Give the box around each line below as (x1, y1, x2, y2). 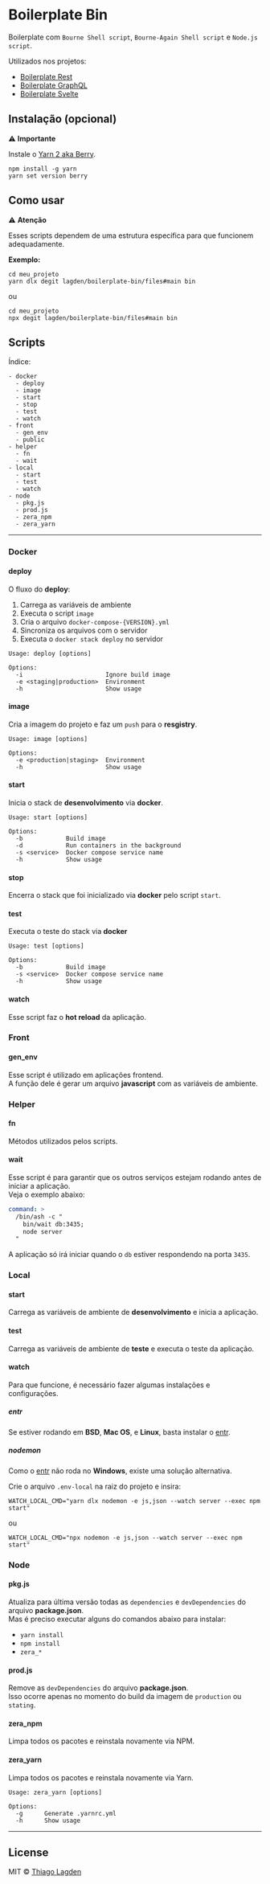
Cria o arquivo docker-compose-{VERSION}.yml (19, 616, 170, 626)
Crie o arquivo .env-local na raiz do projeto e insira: (8, 1481, 182, 1491)
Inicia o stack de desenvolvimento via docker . (8, 797, 163, 807)
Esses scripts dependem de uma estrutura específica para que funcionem (8, 231, 254, 240)
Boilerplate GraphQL (19, 80, 88, 90)
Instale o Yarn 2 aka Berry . (8, 149, 96, 158)
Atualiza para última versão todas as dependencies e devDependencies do (8, 1597, 247, 1607)
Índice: (8, 357, 31, 367)
